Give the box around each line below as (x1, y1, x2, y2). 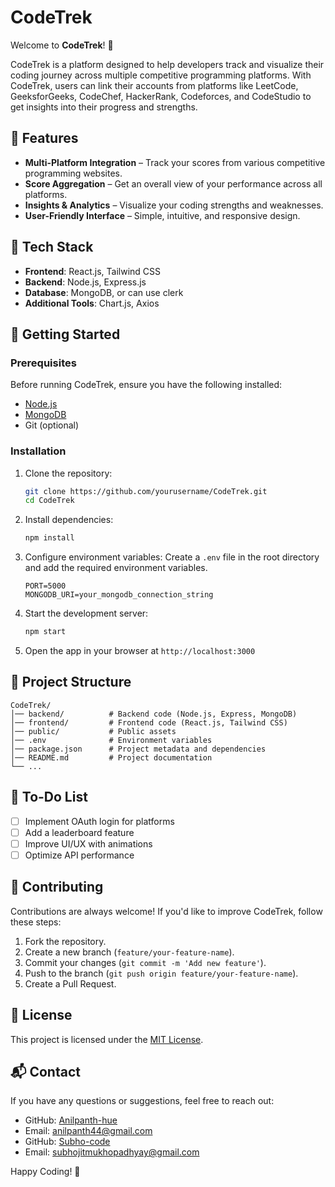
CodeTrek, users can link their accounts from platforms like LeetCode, (10, 79, 299, 91)
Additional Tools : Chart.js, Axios (24, 297, 160, 309)
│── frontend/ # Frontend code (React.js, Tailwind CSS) (10, 717, 288, 728)
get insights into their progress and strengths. (10, 101, 198, 113)
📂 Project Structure (10, 674, 132, 691)
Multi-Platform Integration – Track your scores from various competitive (24, 156, 326, 168)
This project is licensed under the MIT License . (10, 1033, 204, 1045)
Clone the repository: (24, 467, 113, 479)
